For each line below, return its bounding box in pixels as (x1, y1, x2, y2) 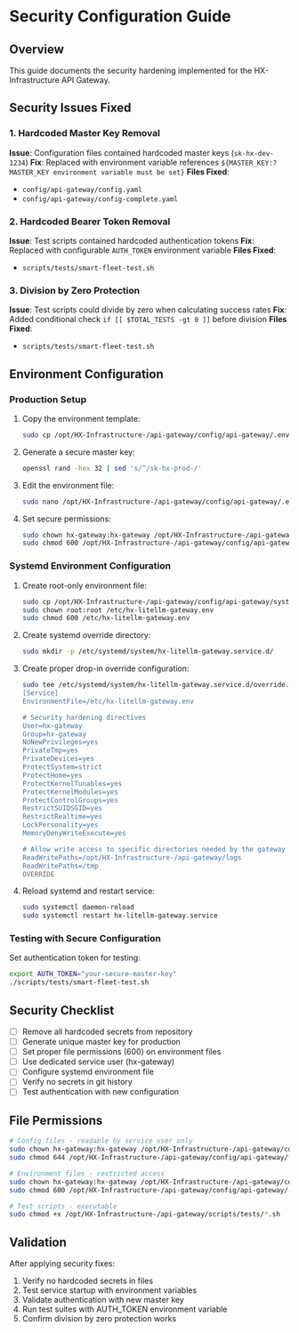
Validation (9, 1234, 67, 1249)
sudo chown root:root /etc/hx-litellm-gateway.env (21, 605, 214, 615)
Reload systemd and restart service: (21, 885, 156, 896)
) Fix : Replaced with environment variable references (25, 157, 220, 167)
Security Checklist (9, 1003, 115, 1018)
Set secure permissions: (21, 513, 111, 524)
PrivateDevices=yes (21, 755, 95, 763)
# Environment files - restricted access (9, 1168, 166, 1178)
